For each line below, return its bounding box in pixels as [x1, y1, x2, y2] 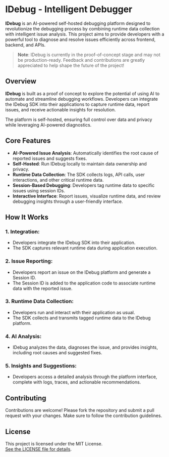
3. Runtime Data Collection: [5, 298, 74, 305]
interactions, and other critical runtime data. [12, 177, 104, 183]
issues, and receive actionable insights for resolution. [5, 106, 116, 112]
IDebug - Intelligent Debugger [5, 4, 133, 15]
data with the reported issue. [12, 285, 73, 292]
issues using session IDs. [12, 187, 66, 193]
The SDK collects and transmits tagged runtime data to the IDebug [12, 315, 151, 321]
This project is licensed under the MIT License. [5, 441, 103, 447]
